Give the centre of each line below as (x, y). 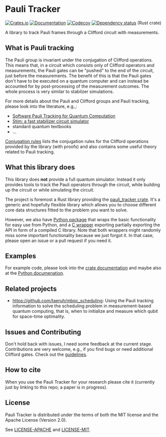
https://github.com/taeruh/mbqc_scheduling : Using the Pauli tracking (83, 301)
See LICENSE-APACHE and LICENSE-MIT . (48, 430)
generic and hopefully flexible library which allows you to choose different (81, 204)
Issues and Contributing (43, 332)
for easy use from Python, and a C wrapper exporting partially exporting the (83, 225)
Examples (21, 256)
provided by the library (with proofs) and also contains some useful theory (81, 146)
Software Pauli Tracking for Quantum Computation (64, 116)
